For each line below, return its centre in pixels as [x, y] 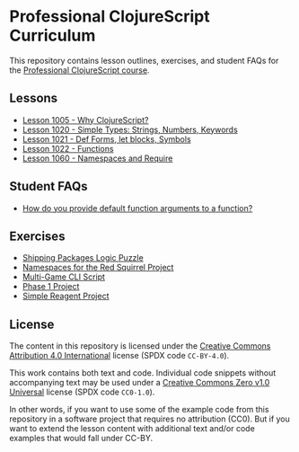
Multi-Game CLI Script [64, 277]
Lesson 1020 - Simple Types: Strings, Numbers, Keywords [130, 129]
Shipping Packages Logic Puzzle [83, 258]
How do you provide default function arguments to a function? [137, 208]
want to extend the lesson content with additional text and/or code [132, 429]
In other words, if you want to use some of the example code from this [139, 410]
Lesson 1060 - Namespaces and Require [97, 158]
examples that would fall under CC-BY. [81, 439]
